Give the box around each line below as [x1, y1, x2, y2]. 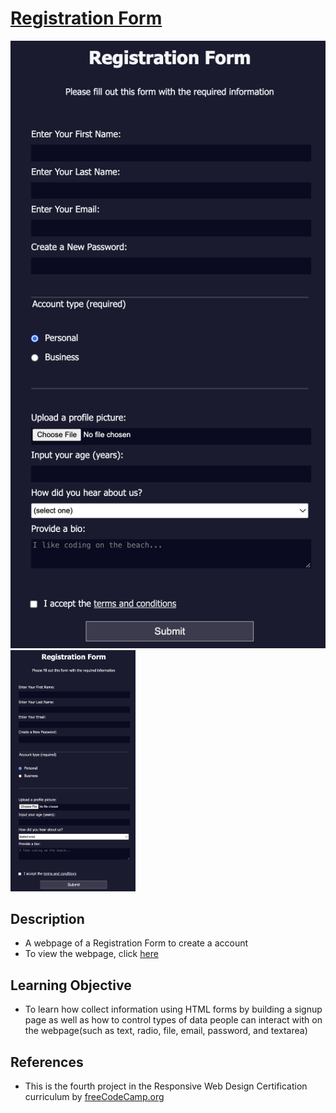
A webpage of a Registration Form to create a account [24, 937, 249, 949]
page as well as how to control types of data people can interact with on [24, 1014, 323, 1026]
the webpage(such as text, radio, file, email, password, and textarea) [24, 1025, 308, 1037]
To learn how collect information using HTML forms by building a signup [24, 1003, 323, 1016]
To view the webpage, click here [24, 948, 159, 960]
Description [10, 910, 85, 927]
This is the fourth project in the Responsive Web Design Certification [24, 1080, 308, 1092]
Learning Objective [10, 977, 132, 994]
